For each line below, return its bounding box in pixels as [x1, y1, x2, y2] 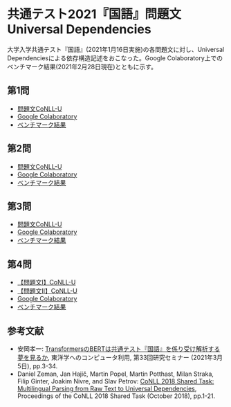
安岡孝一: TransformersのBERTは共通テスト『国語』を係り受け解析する [17, 345, 221, 353]
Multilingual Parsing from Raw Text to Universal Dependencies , [17, 385, 197, 392]
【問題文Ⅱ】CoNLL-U [17, 287, 77, 295]
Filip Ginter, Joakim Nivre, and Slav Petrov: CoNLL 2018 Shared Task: [17, 377, 214, 385]
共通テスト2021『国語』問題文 [7, 6, 182, 22]
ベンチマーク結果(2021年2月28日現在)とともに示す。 [7, 62, 158, 71]
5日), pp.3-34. [17, 362, 58, 370]
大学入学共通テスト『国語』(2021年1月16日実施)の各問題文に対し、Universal [7, 45, 225, 53]
